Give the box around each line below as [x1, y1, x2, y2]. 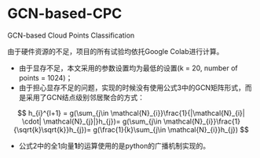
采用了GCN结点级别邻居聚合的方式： [25, 92, 145, 102]
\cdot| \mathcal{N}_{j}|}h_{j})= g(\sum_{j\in [21, 117, 162, 126]
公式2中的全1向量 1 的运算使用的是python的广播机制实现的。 [18, 141, 210, 150]
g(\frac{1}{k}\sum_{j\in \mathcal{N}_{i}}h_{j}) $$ [93, 124, 249, 134]
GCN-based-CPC [7, 5, 123, 23]
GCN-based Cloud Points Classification [7, 31, 135, 40]
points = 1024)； [18, 73, 73, 82]
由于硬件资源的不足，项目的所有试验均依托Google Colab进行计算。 [7, 46, 224, 56]
